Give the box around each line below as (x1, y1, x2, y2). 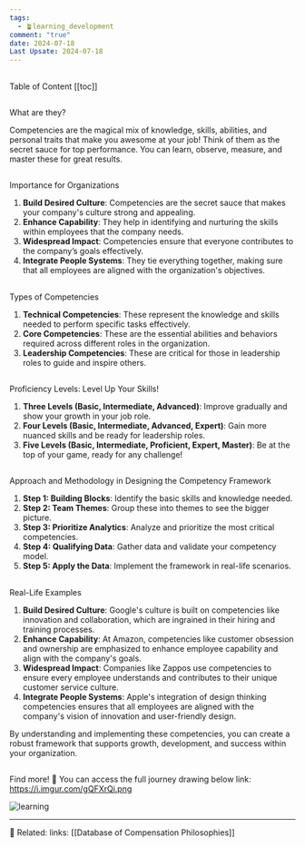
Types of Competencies (9, 291, 100, 302)
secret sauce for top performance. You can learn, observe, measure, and (9, 143, 283, 154)
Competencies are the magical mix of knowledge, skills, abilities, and (9, 124, 268, 135)
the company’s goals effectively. (22, 246, 143, 257)
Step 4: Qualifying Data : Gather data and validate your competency (22, 541, 277, 552)
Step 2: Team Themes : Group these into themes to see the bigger (22, 503, 270, 514)
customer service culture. (22, 682, 120, 693)
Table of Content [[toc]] (9, 81, 98, 92)
